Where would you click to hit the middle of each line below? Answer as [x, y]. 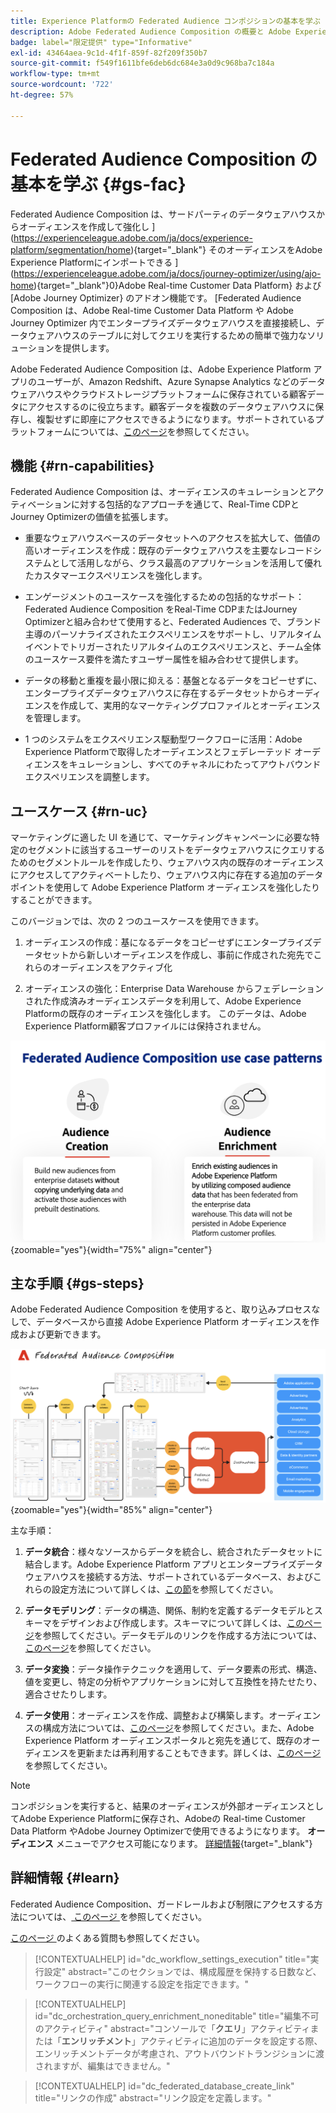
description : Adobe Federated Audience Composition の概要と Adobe [151, 31]
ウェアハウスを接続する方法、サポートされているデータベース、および [169, 1576]
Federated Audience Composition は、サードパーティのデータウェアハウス [163, 214]
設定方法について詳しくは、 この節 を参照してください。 [165, 1589]
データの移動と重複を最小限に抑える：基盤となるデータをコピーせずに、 [173, 681]
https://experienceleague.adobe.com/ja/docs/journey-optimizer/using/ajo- [167, 273]
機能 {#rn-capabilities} [82, 465]
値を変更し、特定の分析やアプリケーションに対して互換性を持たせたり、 [173, 1681]
